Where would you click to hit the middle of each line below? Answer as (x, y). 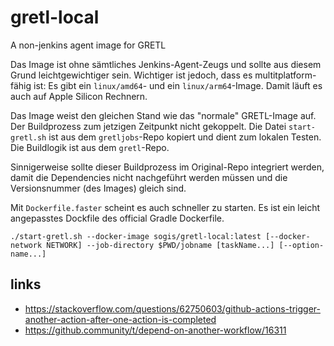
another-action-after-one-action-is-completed (120, 319)
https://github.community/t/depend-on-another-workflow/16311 (155, 330)
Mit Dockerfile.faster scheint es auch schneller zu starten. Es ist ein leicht (165, 207)
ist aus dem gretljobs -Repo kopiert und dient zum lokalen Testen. (185, 137)
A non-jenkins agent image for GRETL (88, 45)
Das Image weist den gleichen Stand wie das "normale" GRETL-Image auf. (163, 115)
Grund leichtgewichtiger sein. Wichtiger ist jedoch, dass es (131, 75)
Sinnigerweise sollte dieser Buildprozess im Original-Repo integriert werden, (167, 167)
